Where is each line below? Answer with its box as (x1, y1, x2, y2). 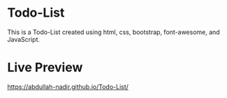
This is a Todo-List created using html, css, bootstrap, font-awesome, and (7, 28, 220, 36)
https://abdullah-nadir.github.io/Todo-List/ (7, 82, 129, 91)
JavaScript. (7, 35, 41, 43)
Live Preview (7, 60, 83, 76)
